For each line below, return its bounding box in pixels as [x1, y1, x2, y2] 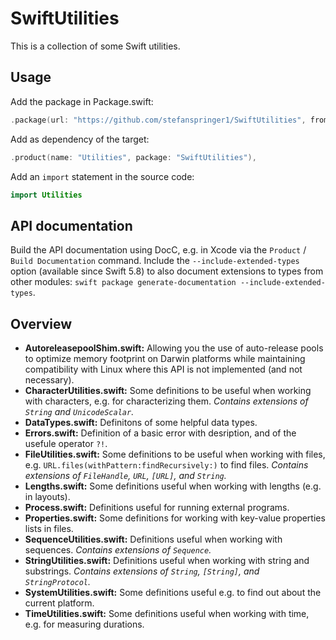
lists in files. [24, 523, 74, 534]
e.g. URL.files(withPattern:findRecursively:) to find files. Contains [24, 459, 309, 471]
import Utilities [10, 190, 83, 200]
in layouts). [24, 491, 71, 502]
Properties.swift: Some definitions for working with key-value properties [24, 512, 326, 524]
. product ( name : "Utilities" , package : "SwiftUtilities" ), [10, 152, 257, 162]
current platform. [24, 597, 95, 609]
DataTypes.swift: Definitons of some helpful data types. [24, 417, 258, 428]
